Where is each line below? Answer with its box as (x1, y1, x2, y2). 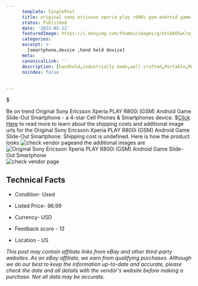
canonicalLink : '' (21, 58, 67, 64)
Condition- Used (14, 190, 55, 198)
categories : (21, 36, 51, 42)
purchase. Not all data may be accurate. (6, 273, 105, 280)
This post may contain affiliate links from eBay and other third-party (6, 248, 173, 255)
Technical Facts (6, 175, 66, 185)
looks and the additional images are (6, 139, 146, 146)
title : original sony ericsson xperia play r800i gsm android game (21, 14, 192, 20)
